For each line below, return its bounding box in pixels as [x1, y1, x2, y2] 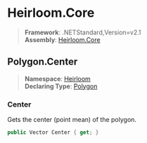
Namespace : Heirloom [24, 74, 91, 83]
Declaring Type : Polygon [24, 82, 98, 90]
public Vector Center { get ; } [7, 129, 99, 136]
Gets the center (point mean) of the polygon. [7, 116, 137, 124]
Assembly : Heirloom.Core [24, 35, 101, 43]
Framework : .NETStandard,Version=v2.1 [24, 28, 141, 36]
